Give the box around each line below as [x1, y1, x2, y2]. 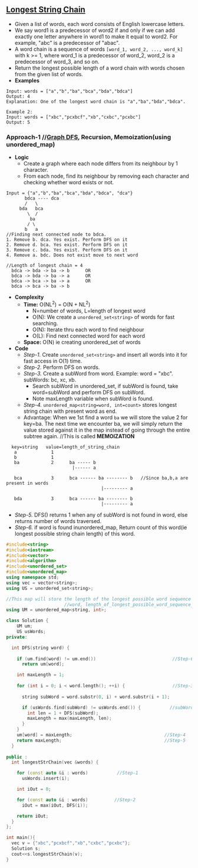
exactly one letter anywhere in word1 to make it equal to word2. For [14, 32, 178, 40]
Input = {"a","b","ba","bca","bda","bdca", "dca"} [6, 190, 133, 197]
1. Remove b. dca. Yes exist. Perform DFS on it [6, 237, 128, 243]
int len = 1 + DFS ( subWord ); [27, 710, 99, 716]
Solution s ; [11, 846, 41, 852]
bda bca [19, 206, 44, 212]
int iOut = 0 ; [16, 787, 51, 792]
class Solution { [6, 618, 49, 624]
